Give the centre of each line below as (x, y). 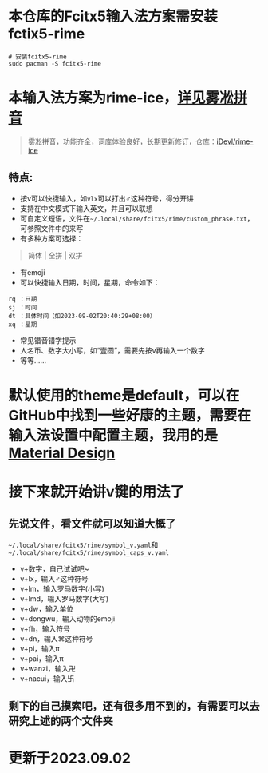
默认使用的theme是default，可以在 (124, 395)
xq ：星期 (23, 325)
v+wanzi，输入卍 (48, 668)
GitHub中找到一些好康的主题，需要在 (130, 415)
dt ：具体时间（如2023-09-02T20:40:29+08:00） (82, 316)
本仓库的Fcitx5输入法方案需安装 (113, 16)
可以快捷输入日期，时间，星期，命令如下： (90, 282)
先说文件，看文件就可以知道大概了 (92, 524)
